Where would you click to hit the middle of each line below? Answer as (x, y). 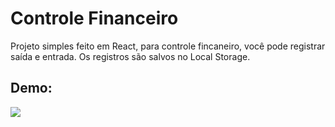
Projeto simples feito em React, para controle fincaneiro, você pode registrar (168, 46)
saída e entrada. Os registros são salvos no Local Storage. (130, 56)
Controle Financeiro (94, 18)
